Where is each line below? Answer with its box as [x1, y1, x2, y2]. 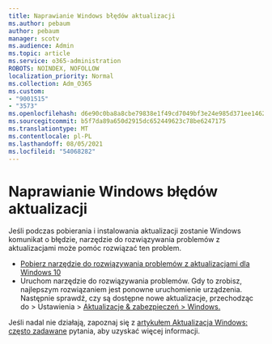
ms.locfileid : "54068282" [8, 147, 96, 155]
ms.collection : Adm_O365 [8, 79, 92, 87]
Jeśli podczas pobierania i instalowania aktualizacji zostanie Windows [8, 226, 241, 236]
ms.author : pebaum [8, 19, 70, 28]
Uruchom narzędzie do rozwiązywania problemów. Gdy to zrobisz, [19, 276, 243, 286]
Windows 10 [19, 268, 62, 278]
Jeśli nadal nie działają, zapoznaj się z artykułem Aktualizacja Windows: [8, 317, 249, 328]
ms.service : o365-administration [8, 57, 121, 66]
